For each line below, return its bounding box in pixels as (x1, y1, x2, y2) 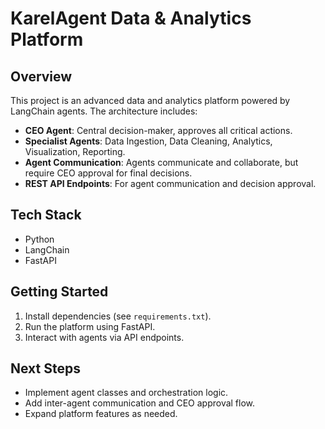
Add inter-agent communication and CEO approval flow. (24, 397, 256, 409)
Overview (10, 68, 73, 85)
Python (24, 233, 55, 245)
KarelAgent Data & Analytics (10, 7, 252, 30)
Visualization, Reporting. (24, 146, 126, 157)
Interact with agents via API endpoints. (24, 331, 185, 343)
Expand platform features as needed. (24, 408, 178, 420)
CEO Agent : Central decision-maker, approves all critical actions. (24, 125, 293, 136)
